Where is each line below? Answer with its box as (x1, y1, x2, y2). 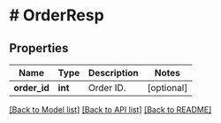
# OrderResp (9, 5, 104, 26)
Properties (9, 41, 69, 56)
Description (88, 67, 139, 79)
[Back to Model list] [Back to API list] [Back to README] (9, 104, 212, 115)
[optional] (147, 81, 188, 94)
